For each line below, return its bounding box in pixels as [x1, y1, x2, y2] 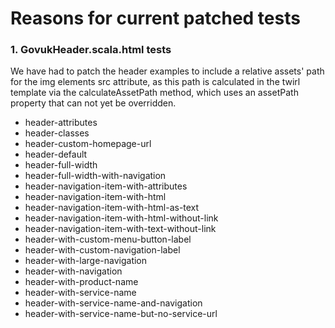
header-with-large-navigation [24, 255, 148, 267]
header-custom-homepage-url [24, 138, 152, 150]
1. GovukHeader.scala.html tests [10, 43, 172, 57]
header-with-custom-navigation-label [24, 244, 181, 256]
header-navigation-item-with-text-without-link [24, 223, 217, 235]
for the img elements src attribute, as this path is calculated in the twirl [10, 76, 301, 88]
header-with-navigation [24, 265, 123, 277]
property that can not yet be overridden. [10, 97, 177, 109]
